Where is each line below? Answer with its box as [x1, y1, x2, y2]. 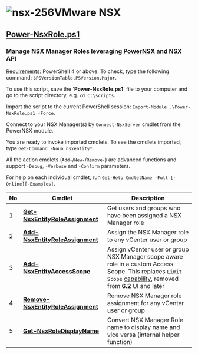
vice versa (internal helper [107, 330, 180, 339]
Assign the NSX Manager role [107, 228, 189, 236]
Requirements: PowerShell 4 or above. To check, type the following [6, 68, 170, 75]
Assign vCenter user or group [107, 245, 189, 253]
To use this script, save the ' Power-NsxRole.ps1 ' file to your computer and [6, 85, 188, 92]
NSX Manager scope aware [107, 252, 183, 260]
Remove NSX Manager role [107, 292, 182, 300]
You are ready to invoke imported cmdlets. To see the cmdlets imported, [6, 138, 181, 145]
